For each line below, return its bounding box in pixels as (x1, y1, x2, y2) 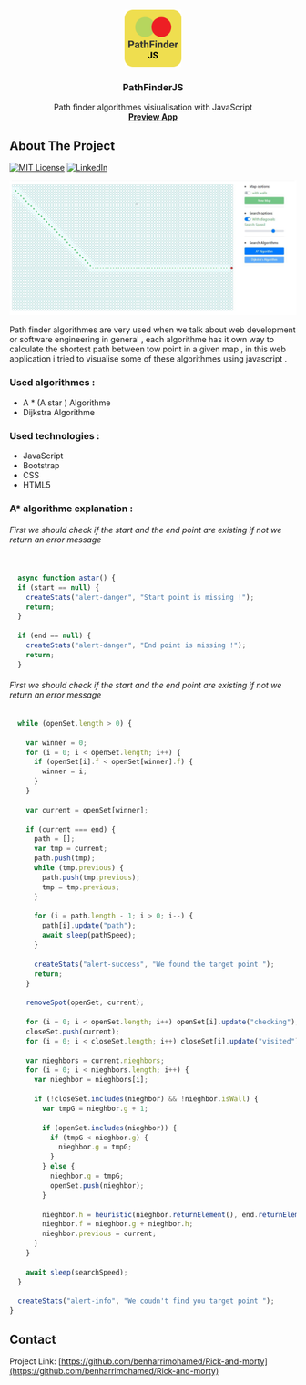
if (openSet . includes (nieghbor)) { (42, 1123, 178, 1132)
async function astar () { (17, 573, 117, 582)
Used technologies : (9, 429, 100, 442)
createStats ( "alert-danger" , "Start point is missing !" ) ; (25, 593, 255, 602)
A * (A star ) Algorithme (22, 397, 111, 408)
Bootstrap (22, 459, 60, 470)
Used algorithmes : (9, 376, 96, 389)
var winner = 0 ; (25, 738, 88, 748)
